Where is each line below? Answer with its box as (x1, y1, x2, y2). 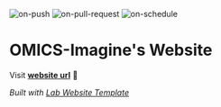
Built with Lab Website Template (9, 86, 129, 98)
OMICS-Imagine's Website (9, 40, 213, 60)
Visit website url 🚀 (9, 69, 78, 80)
